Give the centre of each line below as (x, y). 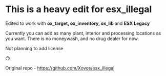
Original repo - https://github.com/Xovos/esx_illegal (60, 68)
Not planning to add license (34, 48)
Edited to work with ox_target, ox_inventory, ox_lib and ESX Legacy (78, 23)
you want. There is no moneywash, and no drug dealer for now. (72, 39)
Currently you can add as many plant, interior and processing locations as (83, 33)
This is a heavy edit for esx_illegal (79, 9)
